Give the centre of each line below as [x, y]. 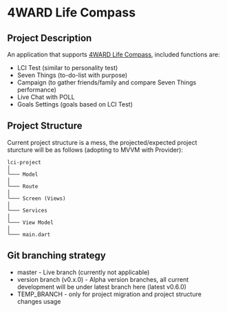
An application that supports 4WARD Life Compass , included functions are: [113, 54]
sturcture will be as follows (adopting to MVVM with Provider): [95, 150]
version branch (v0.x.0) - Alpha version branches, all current [103, 279]
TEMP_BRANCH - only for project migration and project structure [109, 294]
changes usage [39, 301]
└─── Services [28, 210]
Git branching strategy [57, 256]
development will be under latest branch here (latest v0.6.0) [102, 287]
